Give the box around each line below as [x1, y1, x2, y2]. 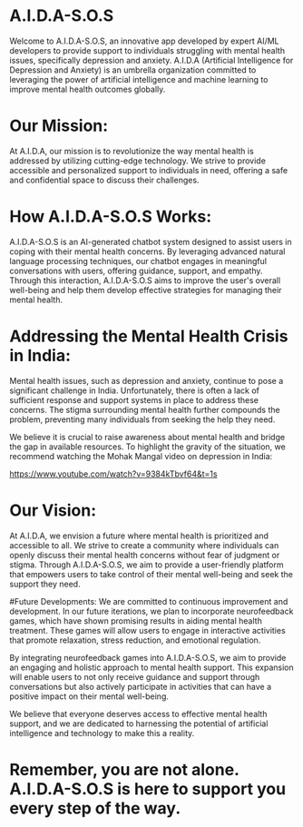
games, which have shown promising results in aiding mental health [9, 615, 263, 626]
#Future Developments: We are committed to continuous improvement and [9, 596, 288, 606]
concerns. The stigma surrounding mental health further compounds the [9, 404, 280, 415]
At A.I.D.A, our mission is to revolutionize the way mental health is [9, 145, 254, 156]
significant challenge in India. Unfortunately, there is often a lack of [9, 385, 260, 396]
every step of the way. [9, 798, 181, 818]
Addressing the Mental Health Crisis [9, 326, 288, 346]
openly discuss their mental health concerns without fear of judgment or [9, 549, 280, 560]
